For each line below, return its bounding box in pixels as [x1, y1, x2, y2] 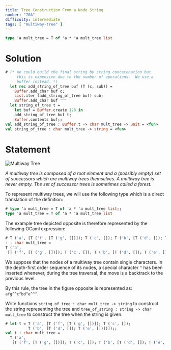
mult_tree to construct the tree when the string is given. [5, 311, 123, 317]
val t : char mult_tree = [5, 331, 60, 336]
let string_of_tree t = [10, 103, 60, 108]
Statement [5, 144, 51, 155]
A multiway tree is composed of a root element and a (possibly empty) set [5, 170, 161, 176]
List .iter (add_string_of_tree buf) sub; [14, 93, 103, 98]
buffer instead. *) [16, 79, 58, 84]
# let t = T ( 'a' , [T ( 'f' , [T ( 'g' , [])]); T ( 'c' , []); [5, 321, 131, 326]
